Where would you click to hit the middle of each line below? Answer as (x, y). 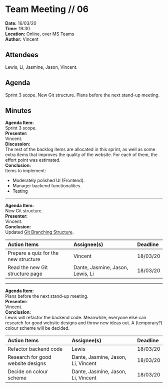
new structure (24, 260)
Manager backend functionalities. (47, 186)
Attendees (22, 55)
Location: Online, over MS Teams (40, 34)
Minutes (18, 111)
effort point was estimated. (33, 160)
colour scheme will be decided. (37, 328)
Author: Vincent (22, 39)
